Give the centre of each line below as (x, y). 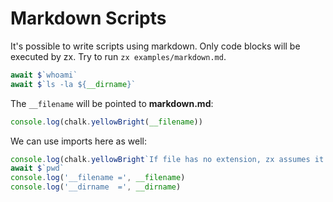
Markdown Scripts (88, 18)
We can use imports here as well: (78, 141)
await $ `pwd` (37, 168)
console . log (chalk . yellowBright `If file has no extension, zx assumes (160, 159)
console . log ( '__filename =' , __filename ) (98, 178)
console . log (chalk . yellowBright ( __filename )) (106, 122)
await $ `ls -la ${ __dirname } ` (73, 84)
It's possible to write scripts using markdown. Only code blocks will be (155, 46)
